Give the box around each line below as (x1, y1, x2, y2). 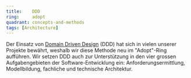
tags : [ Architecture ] (6, 24, 59, 31)
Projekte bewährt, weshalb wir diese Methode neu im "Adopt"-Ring (6, 47, 167, 54)
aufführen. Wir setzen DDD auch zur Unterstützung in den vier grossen (6, 53, 176, 60)
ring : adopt (6, 14, 45, 20)
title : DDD (6, 8, 41, 15)
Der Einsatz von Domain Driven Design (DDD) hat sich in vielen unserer (6, 41, 176, 48)
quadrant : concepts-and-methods (6, 19, 84, 25)
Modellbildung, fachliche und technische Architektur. (6, 65, 133, 73)
